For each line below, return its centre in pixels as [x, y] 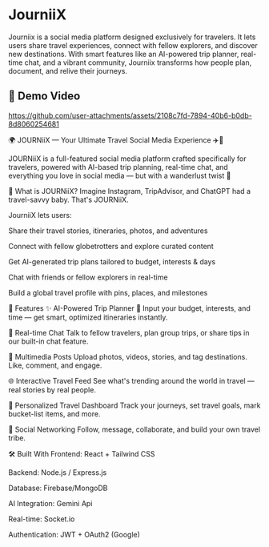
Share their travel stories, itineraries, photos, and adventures [108, 231]
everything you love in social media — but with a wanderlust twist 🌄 [120, 175]
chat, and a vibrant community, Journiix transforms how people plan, [138, 62]
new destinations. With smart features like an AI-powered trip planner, [124, 54]
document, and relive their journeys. [68, 70]
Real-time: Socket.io [42, 519]
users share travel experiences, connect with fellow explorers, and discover [133, 45]
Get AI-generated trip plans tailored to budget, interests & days [112, 261]
